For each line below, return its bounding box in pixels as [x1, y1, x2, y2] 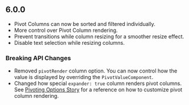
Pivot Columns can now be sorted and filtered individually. [14, 20, 155, 27]
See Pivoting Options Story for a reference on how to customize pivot [14, 86, 183, 93]
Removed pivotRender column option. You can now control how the [14, 67, 178, 74]
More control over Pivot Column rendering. [14, 27, 118, 34]
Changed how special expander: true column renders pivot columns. [14, 80, 182, 87]
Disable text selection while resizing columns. [14, 39, 125, 46]
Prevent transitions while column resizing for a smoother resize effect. [14, 32, 184, 40]
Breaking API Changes [5, 54, 71, 62]
